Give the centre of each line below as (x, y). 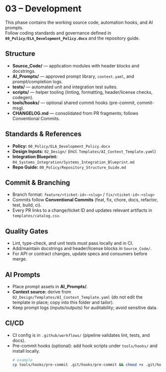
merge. (20, 259)
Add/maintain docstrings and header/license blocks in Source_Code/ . (82, 248)
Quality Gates (27, 231)
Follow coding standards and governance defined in (58, 33)
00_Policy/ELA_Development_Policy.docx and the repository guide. (73, 38)
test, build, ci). (27, 205)
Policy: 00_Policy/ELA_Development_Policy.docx (61, 146)
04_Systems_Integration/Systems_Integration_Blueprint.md (73, 162)
